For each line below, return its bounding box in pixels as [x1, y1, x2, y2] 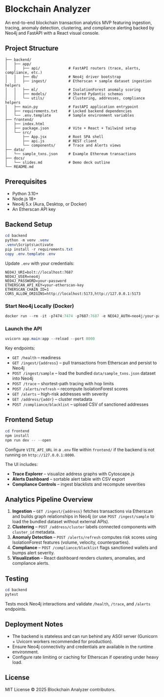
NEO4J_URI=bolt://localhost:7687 [5, 270, 73, 275]
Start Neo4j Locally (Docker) [5, 302, 74, 309]
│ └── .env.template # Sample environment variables [5, 113, 134, 118]
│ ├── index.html [5, 121, 45, 126]
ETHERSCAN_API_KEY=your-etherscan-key [5, 282, 84, 287]
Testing [5, 574, 29, 583]
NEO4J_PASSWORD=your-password [5, 278, 67, 283]
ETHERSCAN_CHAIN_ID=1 [5, 287, 49, 292]
